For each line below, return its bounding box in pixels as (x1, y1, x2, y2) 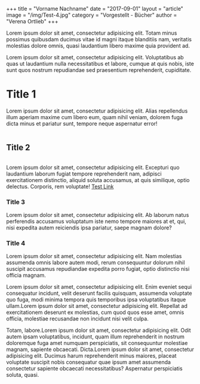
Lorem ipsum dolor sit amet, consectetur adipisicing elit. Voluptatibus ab (6, 54, 184, 61)
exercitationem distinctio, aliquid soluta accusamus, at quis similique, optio (6, 176, 190, 183)
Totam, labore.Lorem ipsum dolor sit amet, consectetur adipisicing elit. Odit (6, 326, 191, 334)
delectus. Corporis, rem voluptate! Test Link (6, 183, 114, 190)
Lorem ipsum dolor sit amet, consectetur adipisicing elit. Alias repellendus (6, 107, 188, 114)
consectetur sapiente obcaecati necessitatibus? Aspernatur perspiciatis (6, 365, 183, 372)
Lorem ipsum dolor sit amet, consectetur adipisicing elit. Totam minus (6, 29, 177, 37)
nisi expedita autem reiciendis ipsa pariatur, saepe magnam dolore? (6, 224, 172, 231)
